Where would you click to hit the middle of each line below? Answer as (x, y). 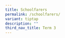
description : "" (22, 23)
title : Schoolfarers (26, 10)
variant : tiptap (22, 19)
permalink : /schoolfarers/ (33, 14)
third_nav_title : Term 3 (31, 28)
